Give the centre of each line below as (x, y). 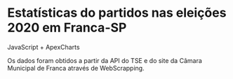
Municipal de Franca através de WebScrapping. (76, 68)
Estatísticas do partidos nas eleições (117, 13)
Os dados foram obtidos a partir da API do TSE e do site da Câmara (105, 60)
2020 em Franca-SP (67, 28)
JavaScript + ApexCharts (44, 47)
